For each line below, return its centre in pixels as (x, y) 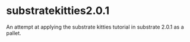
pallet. (14, 33)
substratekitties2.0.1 (58, 11)
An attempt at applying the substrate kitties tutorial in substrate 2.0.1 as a (95, 27)
